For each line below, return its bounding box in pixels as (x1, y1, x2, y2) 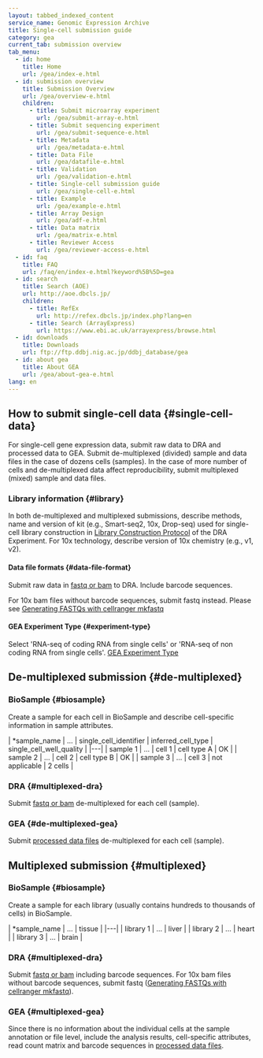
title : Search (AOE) (22, 283, 90, 291)
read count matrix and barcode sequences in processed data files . (8, 1041, 224, 1050)
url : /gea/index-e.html (22, 70, 101, 78)
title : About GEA (22, 363, 80, 371)
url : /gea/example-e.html (36, 202, 122, 210)
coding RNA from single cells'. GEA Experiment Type (8, 648, 179, 657)
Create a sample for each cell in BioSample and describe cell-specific (8, 712, 235, 722)
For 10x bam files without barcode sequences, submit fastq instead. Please (8, 596, 252, 605)
